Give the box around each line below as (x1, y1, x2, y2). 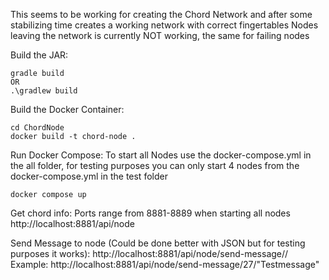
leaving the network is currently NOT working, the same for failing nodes (10, 30, 310, 41)
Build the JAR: (10, 49, 69, 61)
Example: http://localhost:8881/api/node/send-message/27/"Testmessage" (10, 259, 320, 270)
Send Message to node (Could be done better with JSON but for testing (10, 237, 306, 249)
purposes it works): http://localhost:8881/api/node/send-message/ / (10, 248, 289, 259)
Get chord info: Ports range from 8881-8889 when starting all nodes (10, 207, 291, 219)
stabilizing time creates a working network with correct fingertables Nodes (10, 19, 319, 31)
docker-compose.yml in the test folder (10, 170, 168, 182)
